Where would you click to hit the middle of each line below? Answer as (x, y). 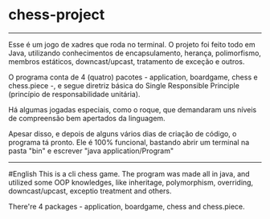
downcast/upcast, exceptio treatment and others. (90, 191)
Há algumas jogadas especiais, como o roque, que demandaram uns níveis (133, 109)
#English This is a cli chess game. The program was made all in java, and (129, 173)
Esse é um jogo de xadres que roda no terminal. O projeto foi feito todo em (132, 44)
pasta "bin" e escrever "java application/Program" (91, 151)
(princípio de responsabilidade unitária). (74, 94)
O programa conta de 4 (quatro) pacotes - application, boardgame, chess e (133, 77)
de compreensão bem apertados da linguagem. (87, 118)
